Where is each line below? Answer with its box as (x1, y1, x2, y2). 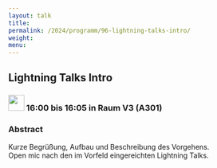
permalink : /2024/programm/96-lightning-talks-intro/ (8, 26, 191, 34)
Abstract (8, 124, 44, 135)
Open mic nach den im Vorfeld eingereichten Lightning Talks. (8, 150, 209, 160)
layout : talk (8, 11, 52, 20)
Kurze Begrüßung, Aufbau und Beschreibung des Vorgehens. (8, 142, 210, 151)
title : (8, 19, 30, 27)
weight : (8, 33, 34, 42)
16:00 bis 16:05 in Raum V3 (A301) (26, 103, 163, 114)
